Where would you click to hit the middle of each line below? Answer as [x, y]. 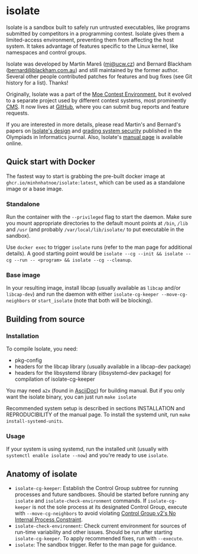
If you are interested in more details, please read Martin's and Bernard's [94, 124]
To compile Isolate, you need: [42, 349]
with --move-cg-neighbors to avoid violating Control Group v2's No [95, 513]
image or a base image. [35, 189]
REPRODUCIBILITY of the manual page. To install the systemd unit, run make [98, 414]
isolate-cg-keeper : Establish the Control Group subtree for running [96, 488]
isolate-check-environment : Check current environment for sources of [100, 526]
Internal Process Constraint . [48, 520]
